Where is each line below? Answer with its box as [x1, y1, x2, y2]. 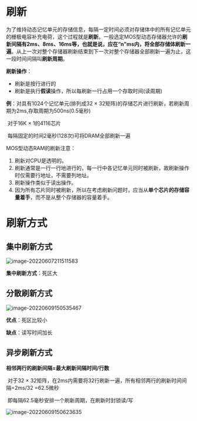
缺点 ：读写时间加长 [6, 329, 53, 336]
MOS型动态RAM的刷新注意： [6, 144, 76, 151]
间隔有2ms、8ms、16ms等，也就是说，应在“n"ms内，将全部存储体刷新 [11, 40, 186, 47]
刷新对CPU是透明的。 [14, 157, 67, 164]
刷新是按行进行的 [14, 80, 56, 87]
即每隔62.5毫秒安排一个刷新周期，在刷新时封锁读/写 [7, 396, 134, 403]
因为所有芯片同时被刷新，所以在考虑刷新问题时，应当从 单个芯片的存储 [14, 186, 185, 193]
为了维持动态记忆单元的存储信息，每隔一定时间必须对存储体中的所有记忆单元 [6, 26, 191, 33]
